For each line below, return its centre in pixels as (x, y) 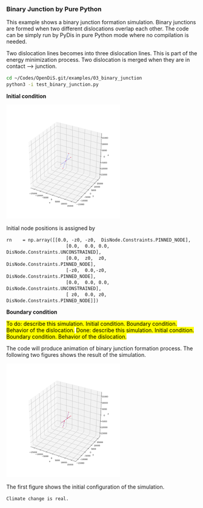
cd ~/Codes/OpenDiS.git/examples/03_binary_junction (74, 78)
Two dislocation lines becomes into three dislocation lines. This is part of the (102, 53)
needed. (17, 42)
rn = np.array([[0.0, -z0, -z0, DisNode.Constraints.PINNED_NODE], (98, 240)
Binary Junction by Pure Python (54, 9)
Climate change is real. (38, 499)
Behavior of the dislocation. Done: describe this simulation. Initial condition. (100, 330)
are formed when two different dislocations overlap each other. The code (98, 29)
